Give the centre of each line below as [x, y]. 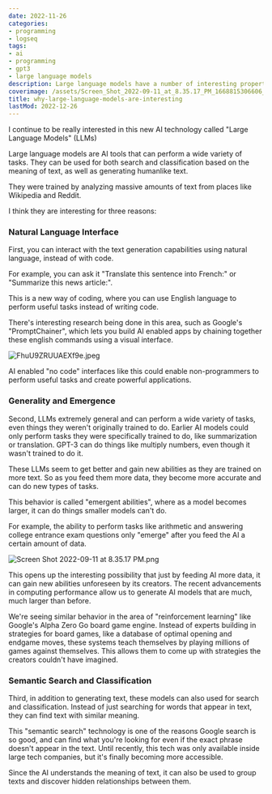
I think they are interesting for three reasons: [83, 211]
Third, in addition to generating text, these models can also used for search [134, 698]
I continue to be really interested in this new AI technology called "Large [128, 130]
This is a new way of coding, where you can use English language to [123, 298]
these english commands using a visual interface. [91, 340]
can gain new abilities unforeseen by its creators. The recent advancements [135, 583]
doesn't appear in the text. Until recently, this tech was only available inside [134, 749]
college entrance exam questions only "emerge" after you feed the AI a [127, 534]
